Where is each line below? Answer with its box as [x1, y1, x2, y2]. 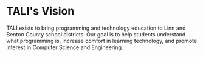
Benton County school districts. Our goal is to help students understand [6, 30, 186, 38]
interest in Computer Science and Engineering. [6, 44, 123, 51]
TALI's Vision [6, 4, 75, 18]
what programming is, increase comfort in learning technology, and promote [6, 37, 198, 44]
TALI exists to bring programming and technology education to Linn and [6, 24, 186, 32]
